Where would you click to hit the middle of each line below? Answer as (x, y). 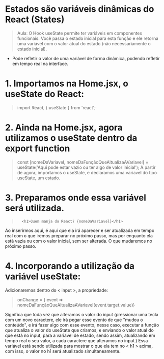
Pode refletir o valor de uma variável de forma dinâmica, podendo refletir (86, 58)
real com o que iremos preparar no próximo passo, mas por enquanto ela (79, 235)
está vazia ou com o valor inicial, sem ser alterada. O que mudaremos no (79, 241)
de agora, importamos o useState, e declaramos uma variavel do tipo (87, 172)
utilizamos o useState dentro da (71, 138)
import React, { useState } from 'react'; (56, 107)
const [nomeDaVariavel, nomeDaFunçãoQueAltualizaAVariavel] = (83, 162)
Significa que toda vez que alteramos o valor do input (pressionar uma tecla (82, 314)
